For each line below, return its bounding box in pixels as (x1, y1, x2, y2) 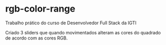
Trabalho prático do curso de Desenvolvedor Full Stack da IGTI (5, 20, 137, 26)
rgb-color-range (5, 3, 76, 15)
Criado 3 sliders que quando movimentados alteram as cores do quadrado (5, 29, 161, 35)
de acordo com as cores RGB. (5, 35, 68, 41)
